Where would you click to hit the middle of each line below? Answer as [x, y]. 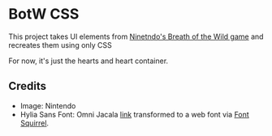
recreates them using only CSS [60, 45]
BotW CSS [44, 14]
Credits [28, 86]
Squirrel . [35, 123]
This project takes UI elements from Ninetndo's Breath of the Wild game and [136, 36]
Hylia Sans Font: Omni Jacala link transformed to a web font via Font [134, 114]
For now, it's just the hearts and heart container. [89, 61]
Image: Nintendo [48, 105]
